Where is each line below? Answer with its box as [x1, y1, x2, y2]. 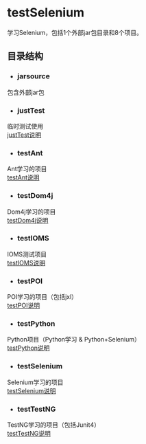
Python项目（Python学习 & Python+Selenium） [7, 335, 141, 344]
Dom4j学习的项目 [7, 208, 56, 216]
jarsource [16, 71, 50, 81]
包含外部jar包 [7, 88, 45, 96]
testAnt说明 [7, 173, 40, 181]
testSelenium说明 [7, 386, 56, 395]
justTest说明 [7, 131, 42, 139]
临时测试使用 [7, 122, 43, 130]
